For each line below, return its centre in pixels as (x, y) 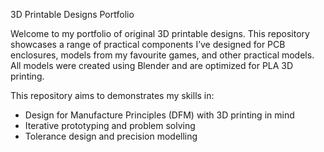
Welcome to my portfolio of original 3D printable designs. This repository (160, 33)
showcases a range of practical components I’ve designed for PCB (148, 44)
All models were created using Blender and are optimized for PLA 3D (152, 65)
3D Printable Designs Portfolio (72, 14)
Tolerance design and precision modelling (111, 136)
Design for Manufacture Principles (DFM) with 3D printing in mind (159, 115)
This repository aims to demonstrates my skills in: (112, 95)
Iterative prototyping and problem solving (110, 125)
